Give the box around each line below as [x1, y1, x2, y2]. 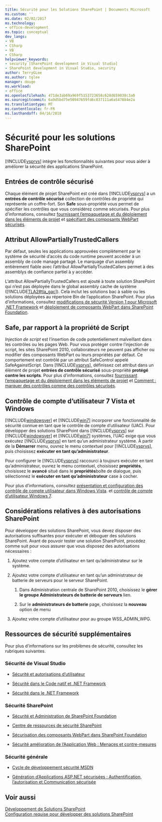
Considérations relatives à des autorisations [5, 507, 141, 515]
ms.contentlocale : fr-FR [5, 106, 55, 112]
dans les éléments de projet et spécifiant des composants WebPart [5, 216, 139, 222]
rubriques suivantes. [5, 648, 46, 654]
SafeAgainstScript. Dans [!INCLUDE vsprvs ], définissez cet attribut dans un [5, 362, 154, 368]
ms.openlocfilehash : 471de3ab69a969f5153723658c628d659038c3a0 [5, 93, 135, 98]
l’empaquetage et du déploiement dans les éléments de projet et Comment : [5, 377, 156, 384]
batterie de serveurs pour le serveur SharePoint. [12, 577, 108, 583]
